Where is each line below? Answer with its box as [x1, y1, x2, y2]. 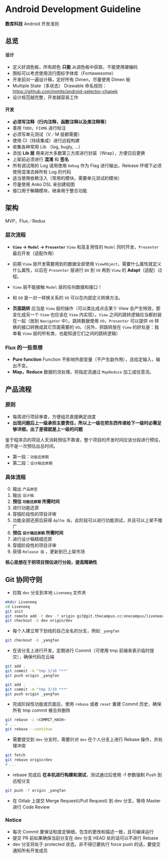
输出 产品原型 [12, 486, 38, 492]
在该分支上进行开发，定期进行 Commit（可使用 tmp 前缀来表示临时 [12, 648, 150, 654]
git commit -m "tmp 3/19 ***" [5, 687, 68, 692]
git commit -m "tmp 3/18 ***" [5, 669, 68, 674]
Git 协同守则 [5, 575, 42, 584]
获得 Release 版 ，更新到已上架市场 [12, 548, 85, 554]
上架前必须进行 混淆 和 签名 [12, 156, 69, 162]
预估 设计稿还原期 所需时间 [12, 530, 63, 536]
